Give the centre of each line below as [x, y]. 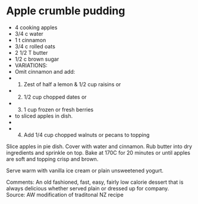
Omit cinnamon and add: [45, 71]
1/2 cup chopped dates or [55, 97]
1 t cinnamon [30, 40]
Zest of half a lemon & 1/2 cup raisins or [72, 84]
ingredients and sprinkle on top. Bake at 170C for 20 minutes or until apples [98, 152]
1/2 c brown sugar [37, 59]
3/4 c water [29, 33]
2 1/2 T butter [31, 52]
